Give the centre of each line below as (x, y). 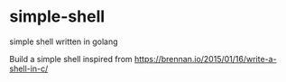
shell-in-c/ (29, 68)
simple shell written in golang (64, 41)
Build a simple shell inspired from (71, 59)
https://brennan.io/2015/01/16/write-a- (205, 59)
